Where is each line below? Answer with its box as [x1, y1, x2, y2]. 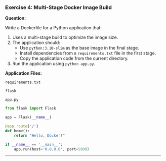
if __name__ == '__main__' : [5, 142, 63, 147]
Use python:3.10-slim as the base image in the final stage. [19, 45, 139, 51]
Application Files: [5, 70, 42, 76]
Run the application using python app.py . [12, 61, 95, 67]
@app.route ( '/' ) [5, 124, 39, 129]
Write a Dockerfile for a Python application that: [5, 25, 102, 31]
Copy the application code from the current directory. [19, 55, 129, 61]
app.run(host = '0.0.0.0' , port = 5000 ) [14, 147, 90, 152]
